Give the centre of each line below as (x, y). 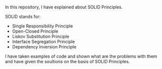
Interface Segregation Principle (43, 42)
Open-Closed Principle (35, 31)
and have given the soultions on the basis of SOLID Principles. (68, 61)
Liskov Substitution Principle (40, 36)
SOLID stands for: (23, 16)
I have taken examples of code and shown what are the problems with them (81, 56)
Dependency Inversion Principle (44, 47)
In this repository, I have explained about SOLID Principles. (64, 7)
